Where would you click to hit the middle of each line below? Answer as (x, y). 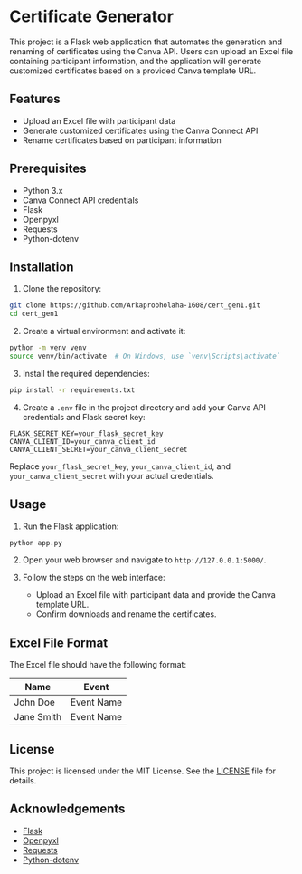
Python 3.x (42, 190)
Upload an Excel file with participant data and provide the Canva (156, 595)
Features (35, 99)
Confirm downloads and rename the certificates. (126, 614)
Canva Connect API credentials (80, 200)
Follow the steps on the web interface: (94, 578)
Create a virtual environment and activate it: (104, 331)
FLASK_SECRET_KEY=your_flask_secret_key (87, 433)
